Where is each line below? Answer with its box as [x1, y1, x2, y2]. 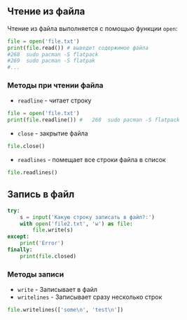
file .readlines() [7, 169, 58, 176]
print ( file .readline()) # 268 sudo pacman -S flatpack [7, 116, 180, 124]
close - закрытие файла [17, 129, 89, 138]
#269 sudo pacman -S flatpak [7, 58, 96, 65]
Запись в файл [7, 189, 75, 201]
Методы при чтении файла [7, 81, 104, 91]
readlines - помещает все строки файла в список [17, 156, 166, 164]
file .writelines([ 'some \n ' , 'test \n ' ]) [7, 307, 124, 314]
